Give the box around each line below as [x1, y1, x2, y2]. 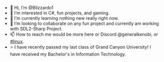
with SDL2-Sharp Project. [9, 26, 63, 32]
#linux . [9, 39, 24, 44]
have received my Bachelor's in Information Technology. [9, 51, 126, 57]
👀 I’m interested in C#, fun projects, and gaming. [9, 10, 110, 16]
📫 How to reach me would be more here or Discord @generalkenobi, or [9, 31, 158, 37]
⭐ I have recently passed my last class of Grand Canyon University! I [9, 44, 151, 50]
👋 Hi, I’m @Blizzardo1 [9, 5, 54, 10]
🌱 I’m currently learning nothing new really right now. [9, 15, 119, 21]
